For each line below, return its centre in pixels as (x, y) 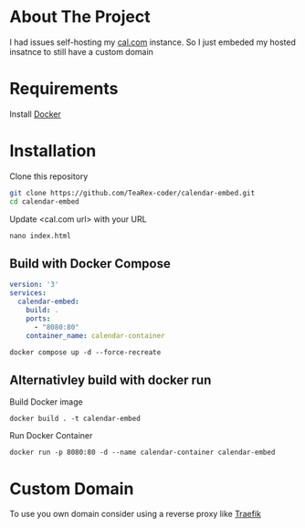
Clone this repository (49, 176)
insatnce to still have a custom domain (81, 51)
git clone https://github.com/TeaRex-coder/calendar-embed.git (132, 193)
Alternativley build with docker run (110, 380)
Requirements (64, 89)
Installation (53, 151)
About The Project (80, 17)
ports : (38, 318)
